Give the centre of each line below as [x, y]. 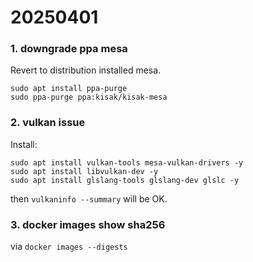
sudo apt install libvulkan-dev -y [84, 171]
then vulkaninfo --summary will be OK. [89, 198]
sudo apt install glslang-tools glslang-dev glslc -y [125, 180]
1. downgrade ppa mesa [69, 49]
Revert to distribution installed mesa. [86, 70]
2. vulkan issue [48, 123]
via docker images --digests [69, 247]
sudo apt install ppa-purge [69, 89]
